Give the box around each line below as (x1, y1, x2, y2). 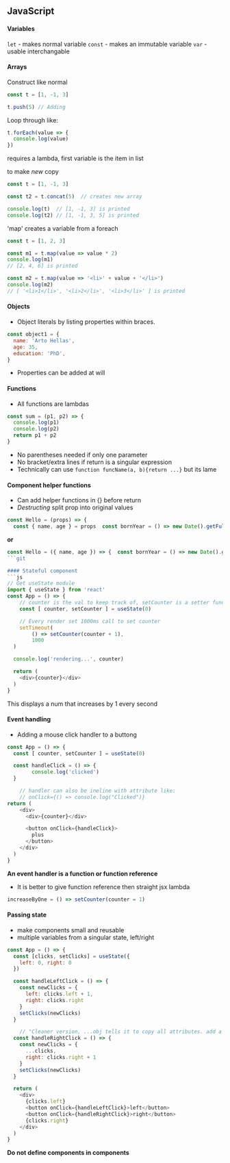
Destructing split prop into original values (16, 503, 133, 512)
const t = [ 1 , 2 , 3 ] (7, 238, 66, 244)
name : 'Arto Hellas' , (13, 337, 75, 344)
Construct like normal (7, 78, 68, 86)
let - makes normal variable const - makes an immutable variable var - (7, 40, 207, 48)
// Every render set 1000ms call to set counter (19, 617, 161, 625)
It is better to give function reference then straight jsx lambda (16, 882, 190, 891)
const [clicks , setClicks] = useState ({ (13, 953, 130, 960)
